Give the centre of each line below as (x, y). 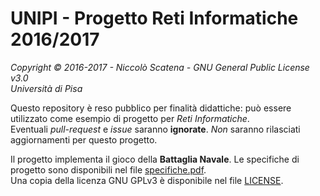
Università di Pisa (46, 88)
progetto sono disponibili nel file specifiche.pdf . (108, 169)
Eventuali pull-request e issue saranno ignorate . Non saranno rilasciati (155, 129)
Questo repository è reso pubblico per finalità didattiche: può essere (151, 108)
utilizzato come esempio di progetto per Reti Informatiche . (130, 118)
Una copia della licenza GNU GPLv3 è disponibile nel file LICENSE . (147, 180)
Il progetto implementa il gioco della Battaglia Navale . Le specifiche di (155, 159)
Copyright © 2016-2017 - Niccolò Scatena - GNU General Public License (160, 67)
